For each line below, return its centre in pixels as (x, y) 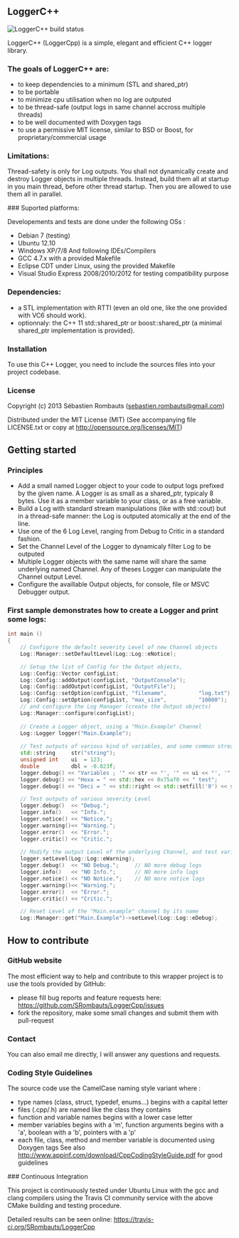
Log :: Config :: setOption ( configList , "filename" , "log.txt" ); (127, 694)
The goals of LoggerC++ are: (58, 69)
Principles (25, 470)
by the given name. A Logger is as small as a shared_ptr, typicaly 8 (116, 493)
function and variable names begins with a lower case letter (105, 1117)
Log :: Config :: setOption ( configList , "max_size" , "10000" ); (124, 700)
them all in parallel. (35, 194)
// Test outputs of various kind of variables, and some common (117, 746)
